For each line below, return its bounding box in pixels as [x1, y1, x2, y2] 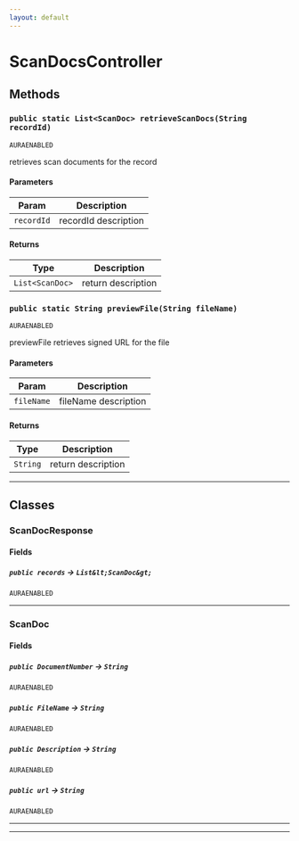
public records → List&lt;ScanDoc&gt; [9, 567, 153, 578]
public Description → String [9, 743, 117, 754]
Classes [9, 498, 55, 513]
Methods [9, 87, 61, 103]
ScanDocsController [9, 51, 163, 71]
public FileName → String [9, 702, 105, 713]
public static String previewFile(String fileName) [9, 303, 238, 313]
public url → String [9, 784, 85, 795]
